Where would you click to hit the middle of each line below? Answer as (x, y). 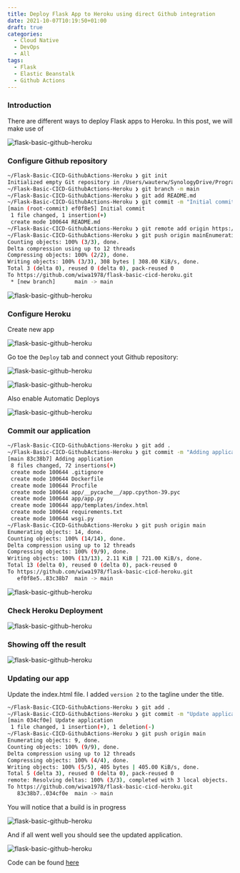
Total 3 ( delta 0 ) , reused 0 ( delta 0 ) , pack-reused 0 (91, 268)
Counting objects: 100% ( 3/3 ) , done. (64, 242)
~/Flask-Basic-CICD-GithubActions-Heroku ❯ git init (87, 176)
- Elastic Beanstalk (44, 74)
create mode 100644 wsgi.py (52, 519)
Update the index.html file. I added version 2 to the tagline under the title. (116, 694)
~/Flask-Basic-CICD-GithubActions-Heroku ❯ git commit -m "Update (108, 714)
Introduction (29, 106)
